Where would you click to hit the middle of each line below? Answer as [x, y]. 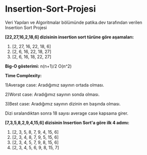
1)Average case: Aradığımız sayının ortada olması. [55, 85]
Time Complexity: [24, 75]
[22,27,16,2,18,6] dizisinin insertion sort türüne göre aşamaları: [70, 37]
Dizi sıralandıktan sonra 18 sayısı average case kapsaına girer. [67, 113]
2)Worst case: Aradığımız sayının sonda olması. [52, 94]
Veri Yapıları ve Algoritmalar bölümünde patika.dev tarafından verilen [73, 22]
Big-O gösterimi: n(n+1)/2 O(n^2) [38, 66]
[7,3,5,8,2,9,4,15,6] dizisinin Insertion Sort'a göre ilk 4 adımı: [67, 122]
